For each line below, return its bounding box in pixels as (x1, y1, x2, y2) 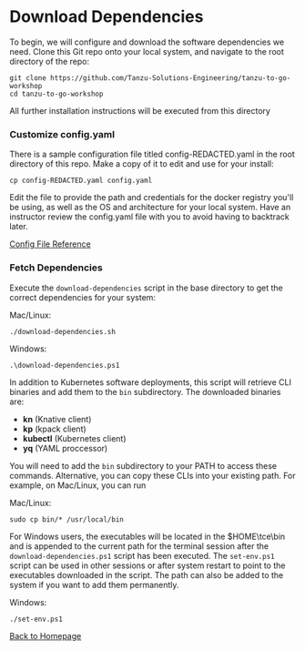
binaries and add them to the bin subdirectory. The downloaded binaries (9, 386, 281, 397)
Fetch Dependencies (9, 261, 103, 274)
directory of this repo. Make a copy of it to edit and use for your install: (9, 158, 275, 169)
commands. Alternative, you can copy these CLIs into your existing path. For (9, 470, 296, 481)
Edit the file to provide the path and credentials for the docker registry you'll (9, 192, 294, 203)
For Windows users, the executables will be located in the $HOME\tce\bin (9, 531, 286, 542)
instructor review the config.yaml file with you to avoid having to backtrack (9, 211, 290, 222)
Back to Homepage (9, 630, 82, 641)
